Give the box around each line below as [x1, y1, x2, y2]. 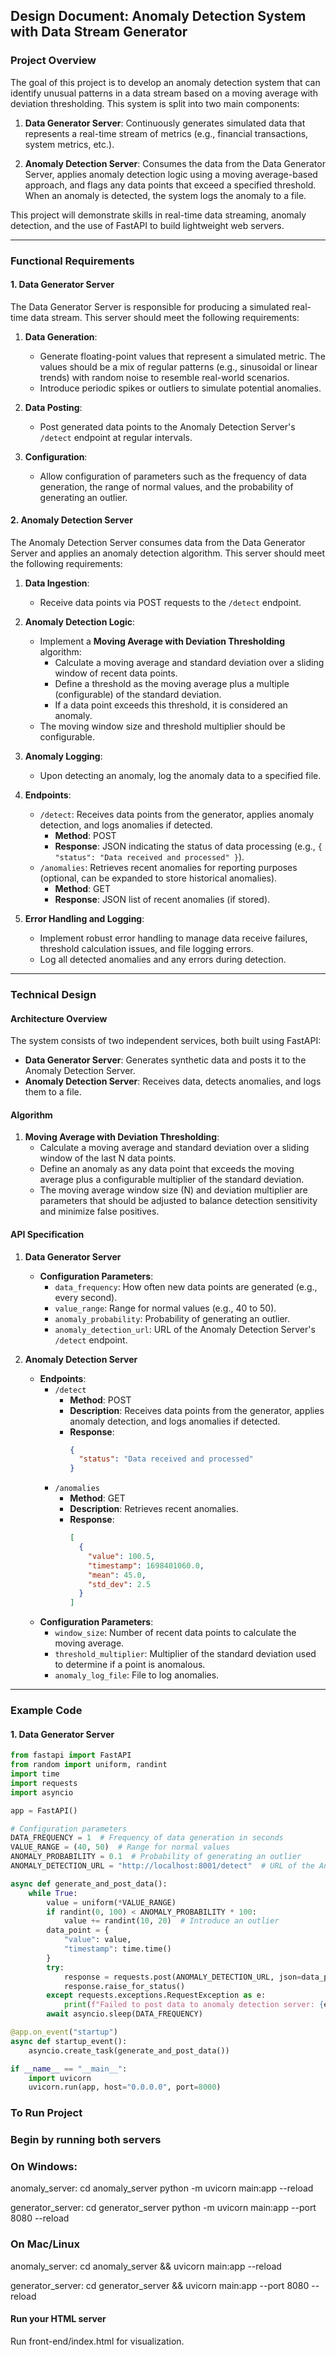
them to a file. [24, 1086, 82, 1098]
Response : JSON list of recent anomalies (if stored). [54, 894, 271, 906]
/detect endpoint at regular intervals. [39, 431, 193, 443]
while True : [28, 1888, 78, 1898]
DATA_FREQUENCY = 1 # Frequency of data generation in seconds [10, 1833, 284, 1843]
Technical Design [10, 987, 97, 1001]
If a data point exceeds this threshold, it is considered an [54, 699, 288, 711]
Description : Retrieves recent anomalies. [69, 1503, 239, 1515]
